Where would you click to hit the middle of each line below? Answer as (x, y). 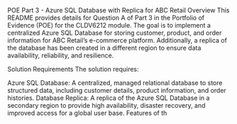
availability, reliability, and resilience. (61, 55)
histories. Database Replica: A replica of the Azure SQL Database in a (109, 98)
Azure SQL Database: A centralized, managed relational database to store (115, 83)
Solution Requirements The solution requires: (73, 69)
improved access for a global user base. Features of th (87, 113)
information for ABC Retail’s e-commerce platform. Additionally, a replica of (117, 40)
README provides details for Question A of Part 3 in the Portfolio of (106, 18)
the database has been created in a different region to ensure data (104, 48)
